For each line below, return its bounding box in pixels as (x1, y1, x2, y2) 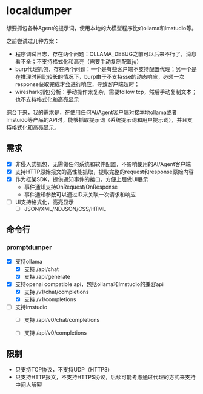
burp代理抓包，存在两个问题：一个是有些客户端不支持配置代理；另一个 (15, 65, 192, 73)
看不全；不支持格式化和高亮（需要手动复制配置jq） (15, 58, 142, 65)
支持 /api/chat (24, 265, 59, 273)
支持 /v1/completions (24, 296, 76, 303)
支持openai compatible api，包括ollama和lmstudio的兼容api (15, 280, 164, 288)
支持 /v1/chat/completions (24, 289, 89, 295)
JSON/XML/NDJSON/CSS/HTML (24, 205, 107, 212)
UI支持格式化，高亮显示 (15, 198, 74, 205)
